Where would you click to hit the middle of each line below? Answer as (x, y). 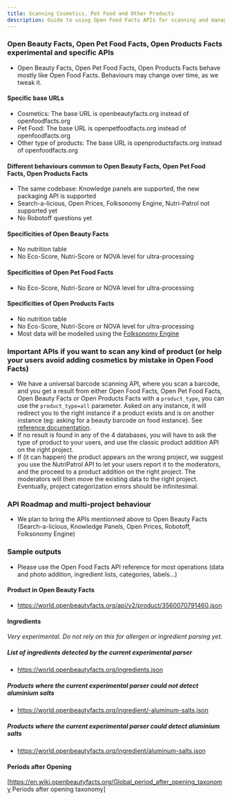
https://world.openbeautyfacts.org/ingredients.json (90, 670)
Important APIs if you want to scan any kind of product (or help (115, 351)
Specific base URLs (36, 98)
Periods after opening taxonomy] (59, 789)
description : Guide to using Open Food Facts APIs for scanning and (108, 20)
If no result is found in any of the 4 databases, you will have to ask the (117, 435)
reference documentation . (54, 428)
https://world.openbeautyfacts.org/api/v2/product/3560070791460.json (119, 605)
